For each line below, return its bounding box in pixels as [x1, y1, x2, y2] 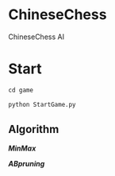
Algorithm [8, 123, 59, 136]
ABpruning [8, 159, 45, 169]
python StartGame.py [8, 100, 77, 108]
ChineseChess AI [8, 32, 65, 41]
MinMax [8, 143, 36, 153]
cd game [8, 86, 34, 94]
